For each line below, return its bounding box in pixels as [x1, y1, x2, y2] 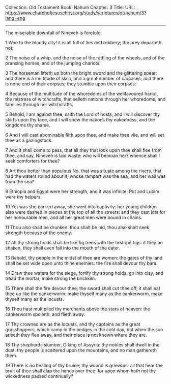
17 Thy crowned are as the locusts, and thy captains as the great [5, 321, 141, 327]
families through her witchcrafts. [5, 102, 74, 107]
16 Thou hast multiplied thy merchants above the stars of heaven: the [5, 306, 150, 312]
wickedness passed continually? [5, 373, 74, 379]
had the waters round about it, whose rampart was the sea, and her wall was [5, 173, 166, 179]
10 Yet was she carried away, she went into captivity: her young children [5, 204, 157, 210]
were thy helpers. [5, 194, 42, 200]
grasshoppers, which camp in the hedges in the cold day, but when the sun [5, 327, 163, 332]
